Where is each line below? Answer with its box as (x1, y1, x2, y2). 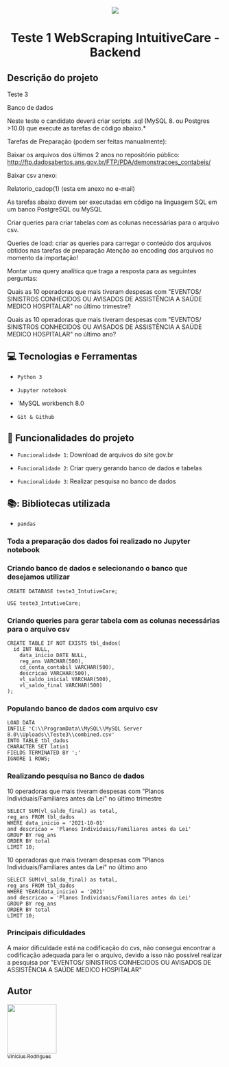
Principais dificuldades (7, 928, 86, 937)
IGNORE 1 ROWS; (7, 755, 51, 762)
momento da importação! (7, 254, 79, 262)
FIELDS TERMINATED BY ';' (7, 749, 81, 757)
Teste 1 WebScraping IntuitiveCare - (10, 30, 220, 46)
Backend (89, 45, 141, 60)
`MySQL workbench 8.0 (16, 399, 84, 407)
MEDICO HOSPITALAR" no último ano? (7, 330, 117, 338)
